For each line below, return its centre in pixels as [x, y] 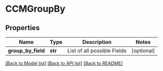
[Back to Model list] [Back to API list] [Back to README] [64, 63]
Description [97, 42]
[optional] [143, 51]
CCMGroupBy [35, 9]
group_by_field [26, 51]
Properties [23, 28]
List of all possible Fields [97, 51]
